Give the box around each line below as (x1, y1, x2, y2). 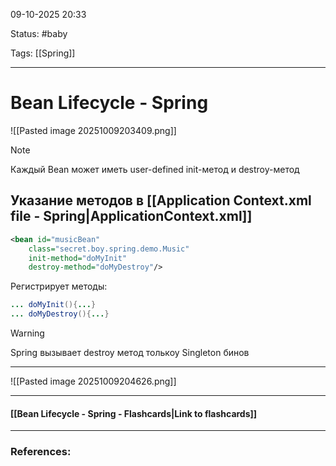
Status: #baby (10, 28, 68, 39)
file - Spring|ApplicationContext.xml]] (10, 208, 253, 225)
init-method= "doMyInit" (28, 253, 128, 263)
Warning (10, 327, 45, 339)
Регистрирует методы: (10, 280, 108, 293)
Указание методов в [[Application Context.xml (10, 192, 312, 209)
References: (10, 445, 72, 459)
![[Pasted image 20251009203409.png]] (10, 124, 177, 136)
